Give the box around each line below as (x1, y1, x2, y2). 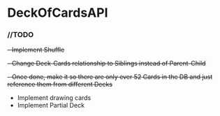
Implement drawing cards (17, 94, 91, 102)
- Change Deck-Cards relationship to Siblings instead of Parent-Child (7, 59, 206, 68)
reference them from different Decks (7, 80, 113, 89)
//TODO (7, 30, 34, 40)
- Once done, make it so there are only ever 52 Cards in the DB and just (7, 73, 213, 81)
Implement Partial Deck (17, 101, 85, 110)
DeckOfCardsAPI (7, 5, 108, 21)
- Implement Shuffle (7, 45, 65, 54)
